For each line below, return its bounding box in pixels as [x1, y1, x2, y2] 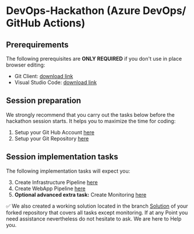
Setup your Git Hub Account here [14, 128, 95, 135]
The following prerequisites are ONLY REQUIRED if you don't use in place [6, 55, 182, 62]
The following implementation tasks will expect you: [6, 167, 130, 174]
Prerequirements [6, 40, 69, 50]
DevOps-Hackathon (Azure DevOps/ [6, 4, 186, 18]
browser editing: [6, 61, 45, 68]
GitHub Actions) [6, 16, 86, 30]
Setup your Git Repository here [14, 135, 89, 142]
